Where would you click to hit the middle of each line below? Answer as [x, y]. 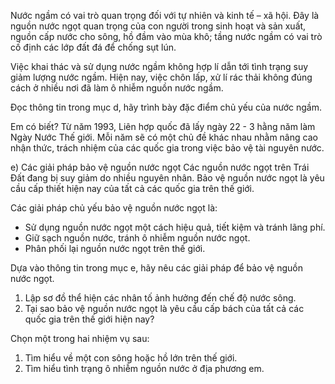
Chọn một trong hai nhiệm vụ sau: [80, 338]
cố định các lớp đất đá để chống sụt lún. [93, 47]
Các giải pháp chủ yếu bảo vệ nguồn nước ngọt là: [114, 208]
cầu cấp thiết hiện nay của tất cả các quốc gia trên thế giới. [132, 188]
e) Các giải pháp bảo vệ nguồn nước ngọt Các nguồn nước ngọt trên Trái [160, 167]
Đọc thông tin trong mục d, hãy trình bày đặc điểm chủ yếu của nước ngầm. [166, 107]
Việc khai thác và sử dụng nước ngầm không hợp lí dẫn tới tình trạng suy [159, 66]
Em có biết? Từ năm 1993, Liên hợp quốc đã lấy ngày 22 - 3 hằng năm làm [163, 126]
